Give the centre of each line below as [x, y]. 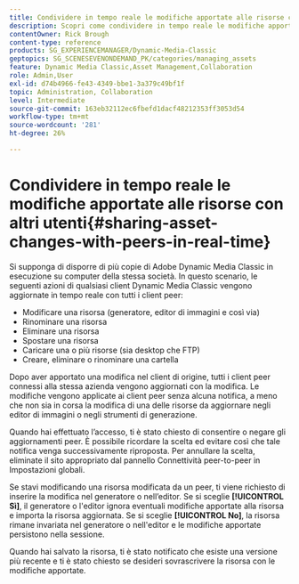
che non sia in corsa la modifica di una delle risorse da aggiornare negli [140, 405]
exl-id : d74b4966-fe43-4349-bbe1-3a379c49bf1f [97, 84]
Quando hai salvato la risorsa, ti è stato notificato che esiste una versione [143, 551]
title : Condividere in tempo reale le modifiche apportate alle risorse [147, 17]
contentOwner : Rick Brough [59, 34]
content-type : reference [55, 42]
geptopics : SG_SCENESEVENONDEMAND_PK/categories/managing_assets [133, 59]
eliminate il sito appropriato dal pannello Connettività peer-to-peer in [135, 460]
